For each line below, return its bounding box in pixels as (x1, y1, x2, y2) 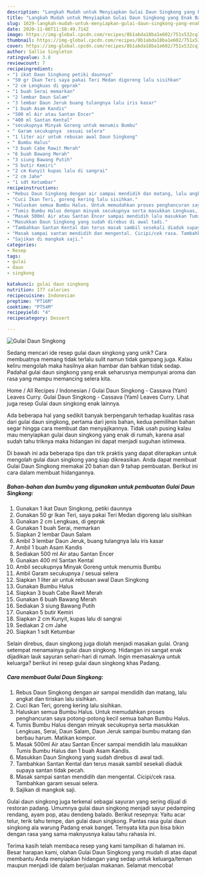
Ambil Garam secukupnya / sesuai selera (15, 569, 119, 577)
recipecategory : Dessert (7, 315, 70, 321)
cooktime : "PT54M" (7, 303, 54, 310)
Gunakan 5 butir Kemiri (15, 608, 74, 615)
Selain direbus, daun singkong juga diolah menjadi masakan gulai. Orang (7, 639, 189, 647)
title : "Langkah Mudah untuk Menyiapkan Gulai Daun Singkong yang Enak (7, 15, 192, 21)
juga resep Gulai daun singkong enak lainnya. (7, 400, 121, 407)
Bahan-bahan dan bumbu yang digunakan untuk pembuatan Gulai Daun (7, 483, 195, 490)
